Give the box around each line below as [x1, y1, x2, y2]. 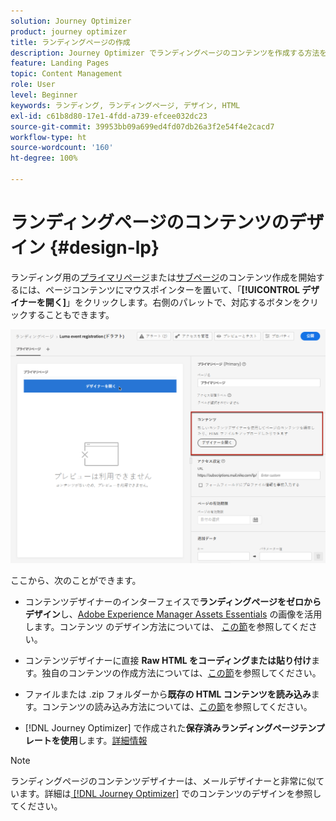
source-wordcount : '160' [10, 143, 114, 153]
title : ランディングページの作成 [10, 37, 131, 47]
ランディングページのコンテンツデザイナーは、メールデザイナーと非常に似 [10, 775, 317, 787]
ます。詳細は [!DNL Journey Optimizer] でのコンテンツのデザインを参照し [18, 788, 322, 800]
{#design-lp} [49, 236, 160, 259]
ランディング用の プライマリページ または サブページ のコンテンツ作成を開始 [10, 271, 317, 283]
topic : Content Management [10, 69, 123, 79]
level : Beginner [10, 90, 78, 100]
